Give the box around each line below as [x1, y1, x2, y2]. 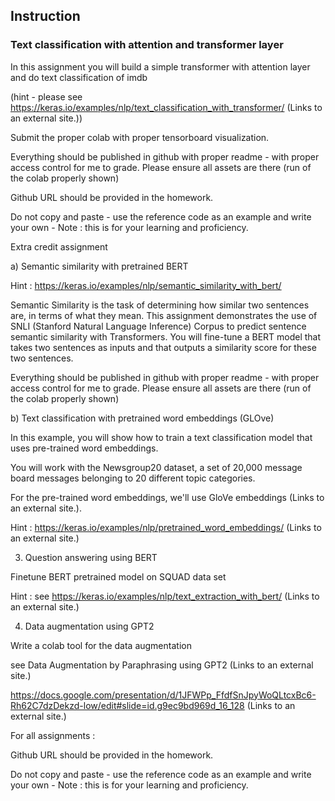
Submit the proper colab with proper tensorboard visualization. [10, 131, 270, 143]
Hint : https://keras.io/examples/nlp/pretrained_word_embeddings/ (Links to [10, 521, 322, 533]
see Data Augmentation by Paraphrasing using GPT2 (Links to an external [10, 659, 314, 671]
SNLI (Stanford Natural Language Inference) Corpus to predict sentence [10, 320, 307, 332]
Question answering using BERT [24, 551, 158, 563]
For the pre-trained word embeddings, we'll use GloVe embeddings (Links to [10, 491, 325, 503]
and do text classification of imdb [10, 71, 148, 83]
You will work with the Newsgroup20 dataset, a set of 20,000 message [10, 461, 303, 473]
